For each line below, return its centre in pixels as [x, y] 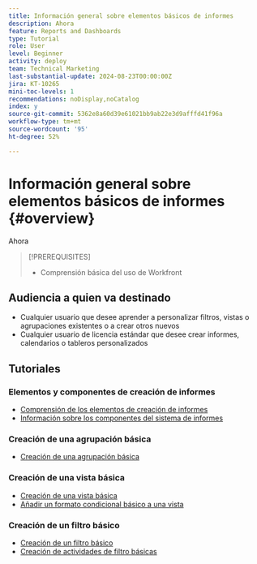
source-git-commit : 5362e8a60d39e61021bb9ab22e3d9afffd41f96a [116, 114]
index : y [23, 106]
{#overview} [52, 218]
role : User [27, 46]
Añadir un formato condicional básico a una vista [102, 504]
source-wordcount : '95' [49, 129]
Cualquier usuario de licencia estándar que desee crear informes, [130, 334]
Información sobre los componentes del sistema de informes [122, 418]
